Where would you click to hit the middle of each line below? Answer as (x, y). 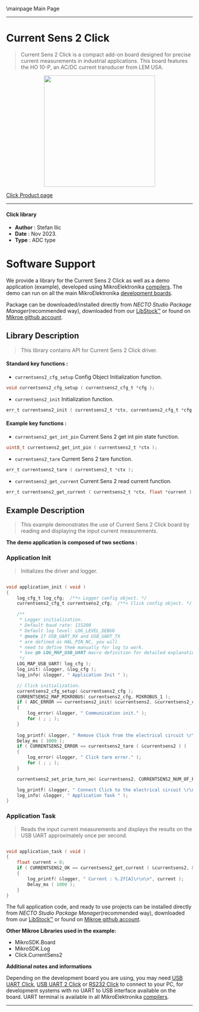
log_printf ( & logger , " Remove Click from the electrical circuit (100, 735)
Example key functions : (36, 423)
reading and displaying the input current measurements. (89, 531)
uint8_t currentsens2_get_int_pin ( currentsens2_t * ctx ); (82, 448)
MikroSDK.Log (32, 948)
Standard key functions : (37, 364)
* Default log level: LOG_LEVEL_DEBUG (67, 631)
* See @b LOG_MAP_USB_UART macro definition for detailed (92, 653)
